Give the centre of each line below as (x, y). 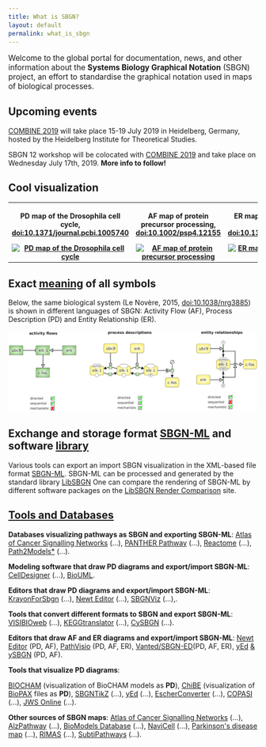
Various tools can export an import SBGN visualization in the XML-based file (132, 465)
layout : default (35, 25)
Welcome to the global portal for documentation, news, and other (125, 58)
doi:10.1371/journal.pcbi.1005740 (70, 233)
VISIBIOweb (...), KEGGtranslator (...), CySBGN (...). (91, 622)
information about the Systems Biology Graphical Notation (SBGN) (129, 67)
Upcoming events (53, 112)
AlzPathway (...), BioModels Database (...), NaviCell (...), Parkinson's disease (133, 726)
